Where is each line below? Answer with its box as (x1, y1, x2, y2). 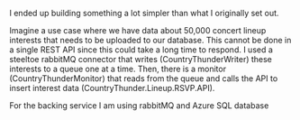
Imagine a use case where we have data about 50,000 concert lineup (9, 25, 267, 35)
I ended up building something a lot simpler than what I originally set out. (9, 8, 279, 18)
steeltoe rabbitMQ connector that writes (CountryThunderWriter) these (9, 54, 273, 64)
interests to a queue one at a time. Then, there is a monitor (9, 63, 227, 74)
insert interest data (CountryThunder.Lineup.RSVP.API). (9, 83, 215, 93)
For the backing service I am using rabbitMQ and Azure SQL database (9, 100, 269, 111)
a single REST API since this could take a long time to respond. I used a (9, 44, 273, 55)
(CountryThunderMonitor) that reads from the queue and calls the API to (9, 73, 278, 84)
